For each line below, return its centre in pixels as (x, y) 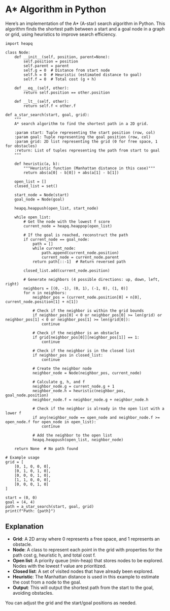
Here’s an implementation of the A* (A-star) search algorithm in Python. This (85, 23)
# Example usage (22, 457)
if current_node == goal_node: (57, 239)
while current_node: (54, 248)
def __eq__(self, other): (42, 88)
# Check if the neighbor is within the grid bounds (88, 311)
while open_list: (33, 217)
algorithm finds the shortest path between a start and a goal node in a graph (85, 28)
